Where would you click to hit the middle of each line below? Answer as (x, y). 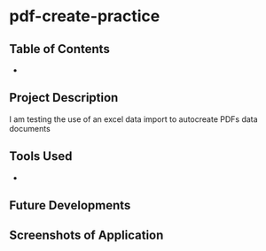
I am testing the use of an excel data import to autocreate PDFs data (134, 119)
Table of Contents (60, 49)
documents (30, 128)
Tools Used (41, 156)
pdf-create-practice (85, 16)
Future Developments (70, 205)
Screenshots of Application (86, 236)
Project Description (64, 98)
